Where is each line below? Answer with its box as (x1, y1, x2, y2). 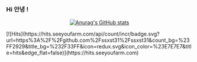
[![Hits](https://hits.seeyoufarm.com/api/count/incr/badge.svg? (6, 31, 160, 38)
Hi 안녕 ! (6, 5, 29, 13)
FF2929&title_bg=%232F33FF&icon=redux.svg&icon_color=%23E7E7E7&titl (6, 43, 192, 50)
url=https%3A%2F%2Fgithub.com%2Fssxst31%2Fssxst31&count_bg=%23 (6, 37, 190, 44)
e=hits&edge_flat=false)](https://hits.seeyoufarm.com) (6, 49, 139, 57)
